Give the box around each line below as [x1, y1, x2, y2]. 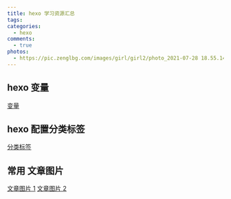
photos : [7, 49, 30, 56]
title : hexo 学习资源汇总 [7, 10, 76, 17]
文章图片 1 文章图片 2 [7, 185, 67, 193]
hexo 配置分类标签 [7, 123, 85, 134]
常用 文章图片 [7, 165, 64, 176]
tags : [7, 16, 23, 23]
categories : [7, 23, 41, 30]
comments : [7, 36, 36, 43]
